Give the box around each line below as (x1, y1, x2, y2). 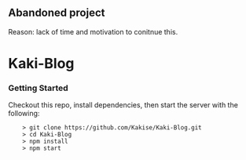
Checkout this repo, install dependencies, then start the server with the (8, 100, 238, 110)
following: (8, 109, 40, 118)
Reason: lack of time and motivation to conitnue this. (8, 27, 178, 36)
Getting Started (8, 82, 68, 93)
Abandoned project (8, 6, 105, 20)
